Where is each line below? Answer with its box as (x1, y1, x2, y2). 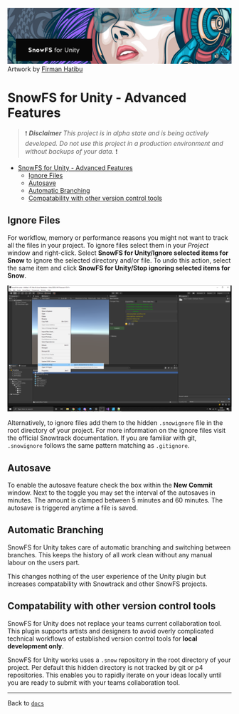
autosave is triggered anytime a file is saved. (7, 503, 139, 513)
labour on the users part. (7, 558, 80, 567)
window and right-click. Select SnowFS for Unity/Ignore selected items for (7, 248, 229, 257)
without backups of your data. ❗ (24, 147, 118, 155)
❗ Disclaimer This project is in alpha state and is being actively (24, 129, 209, 137)
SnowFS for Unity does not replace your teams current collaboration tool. (7, 619, 222, 627)
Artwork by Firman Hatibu (7, 65, 83, 73)
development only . (7, 641, 64, 650)
